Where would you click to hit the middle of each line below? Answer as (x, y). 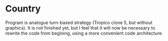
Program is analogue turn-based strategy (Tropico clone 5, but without (79, 22)
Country (23, 9)
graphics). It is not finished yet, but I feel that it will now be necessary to (80, 27)
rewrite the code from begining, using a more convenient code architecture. (84, 33)
